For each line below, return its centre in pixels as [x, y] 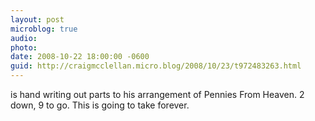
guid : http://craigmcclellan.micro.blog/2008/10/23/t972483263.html [156, 66]
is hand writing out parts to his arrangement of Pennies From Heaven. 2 [157, 94]
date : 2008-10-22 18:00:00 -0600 [80, 57]
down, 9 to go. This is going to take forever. [100, 105]
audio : [24, 38]
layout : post [37, 19]
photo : [24, 47]
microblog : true [44, 29]
